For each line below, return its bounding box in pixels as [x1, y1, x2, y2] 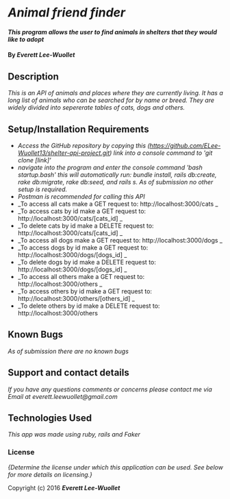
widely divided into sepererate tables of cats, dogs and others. [8, 104, 186, 112]
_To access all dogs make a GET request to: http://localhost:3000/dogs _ [17, 236, 223, 244]
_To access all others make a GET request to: [17, 273, 145, 280]
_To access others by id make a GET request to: [17, 287, 153, 295]
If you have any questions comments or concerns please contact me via [8, 385, 213, 393]
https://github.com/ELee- [149, 142, 221, 149]
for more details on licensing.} [8, 470, 93, 478]
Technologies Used [8, 413, 92, 424]
